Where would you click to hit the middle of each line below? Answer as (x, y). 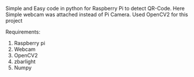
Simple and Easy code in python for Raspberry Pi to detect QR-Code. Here (95, 8)
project (14, 21)
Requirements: (23, 32)
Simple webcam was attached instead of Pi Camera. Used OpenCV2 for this (97, 14)
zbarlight (25, 61)
